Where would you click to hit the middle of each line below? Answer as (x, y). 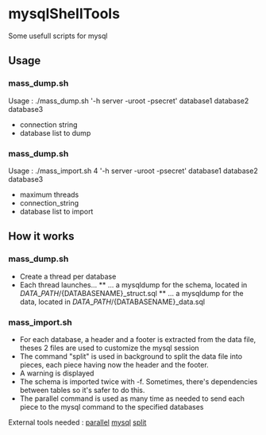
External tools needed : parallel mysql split (77, 422)
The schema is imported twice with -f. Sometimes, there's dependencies (139, 381)
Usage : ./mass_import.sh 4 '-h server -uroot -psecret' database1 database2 (133, 171)
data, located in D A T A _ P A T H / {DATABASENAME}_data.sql (112, 302)
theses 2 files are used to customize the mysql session (110, 348)
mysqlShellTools (64, 14)
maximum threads (49, 194)
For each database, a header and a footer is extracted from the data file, (138, 339)
